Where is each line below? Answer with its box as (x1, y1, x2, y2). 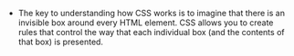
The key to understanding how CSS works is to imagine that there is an (17, 8, 286, 18)
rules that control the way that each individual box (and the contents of (17, 27, 285, 37)
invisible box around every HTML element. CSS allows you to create (17, 17, 274, 28)
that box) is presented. (17, 36, 103, 47)
